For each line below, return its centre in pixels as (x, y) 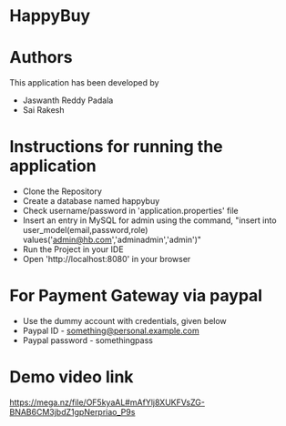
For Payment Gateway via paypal (136, 296)
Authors (41, 58)
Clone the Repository (62, 191)
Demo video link (71, 377)
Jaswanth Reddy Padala (68, 100)
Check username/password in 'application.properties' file (130, 211)
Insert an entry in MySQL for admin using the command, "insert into (149, 220)
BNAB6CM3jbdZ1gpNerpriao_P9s (72, 411)
